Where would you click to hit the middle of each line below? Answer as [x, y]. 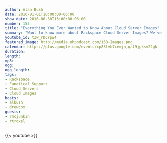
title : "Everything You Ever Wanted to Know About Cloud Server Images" [82, 28]
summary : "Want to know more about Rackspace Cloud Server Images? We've [84, 33]
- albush [14, 103]
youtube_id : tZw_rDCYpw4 [31, 38]
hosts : [12, 98]
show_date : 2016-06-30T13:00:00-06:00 [45, 19]
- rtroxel [15, 121]
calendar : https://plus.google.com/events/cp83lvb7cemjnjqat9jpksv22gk [81, 47]
